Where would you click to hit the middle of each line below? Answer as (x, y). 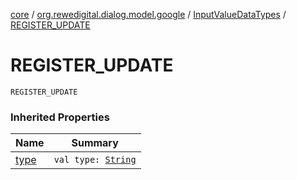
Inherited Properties (60, 117)
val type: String (95, 160)
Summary (95, 143)
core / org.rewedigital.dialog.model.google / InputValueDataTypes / (148, 14)
